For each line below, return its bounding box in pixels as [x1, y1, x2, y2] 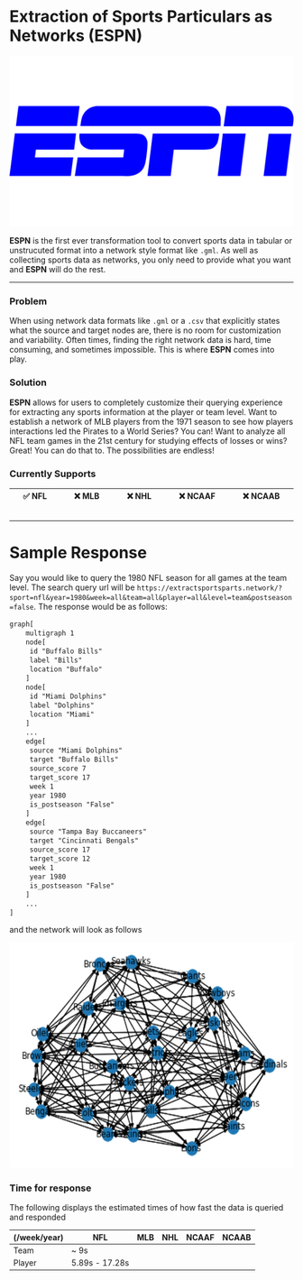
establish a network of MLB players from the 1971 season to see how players [9, 416, 294, 427]
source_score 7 [29, 764, 87, 773]
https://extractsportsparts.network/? [136, 584, 282, 593]
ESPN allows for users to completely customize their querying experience [9, 397, 283, 408]
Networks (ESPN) [9, 25, 142, 46]
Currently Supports [9, 467, 96, 480]
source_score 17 [29, 845, 91, 854]
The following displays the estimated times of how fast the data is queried [9, 1202, 284, 1213]
